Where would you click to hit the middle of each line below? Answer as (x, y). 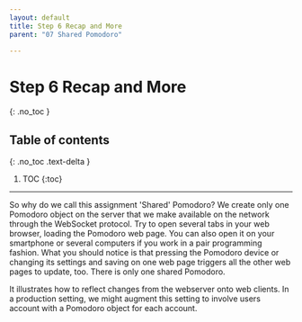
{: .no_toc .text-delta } (50, 162)
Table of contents (59, 140)
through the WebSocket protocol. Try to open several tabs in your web (139, 224)
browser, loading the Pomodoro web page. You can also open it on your (142, 234)
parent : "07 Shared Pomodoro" (66, 34)
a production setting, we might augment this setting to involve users (135, 299)
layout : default (40, 18)
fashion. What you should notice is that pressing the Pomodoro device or (144, 253)
